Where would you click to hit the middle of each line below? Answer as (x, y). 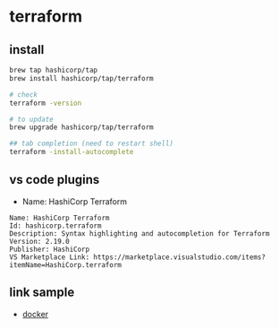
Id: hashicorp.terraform (55, 226)
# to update (31, 119)
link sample (42, 293)
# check (24, 95)
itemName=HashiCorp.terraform (66, 265)
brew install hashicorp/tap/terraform (81, 78)
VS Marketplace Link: (50, 257)
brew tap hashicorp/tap (54, 70)
